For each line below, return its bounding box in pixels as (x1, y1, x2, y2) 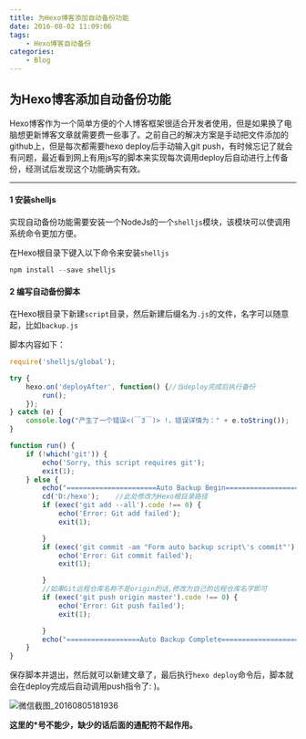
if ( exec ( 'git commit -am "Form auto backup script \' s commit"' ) (42, 542, 296, 552)
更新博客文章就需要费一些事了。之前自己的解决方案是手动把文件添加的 (25, 129, 289, 140)
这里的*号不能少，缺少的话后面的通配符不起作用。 (9, 720, 198, 731)
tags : (9, 30, 30, 39)
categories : (9, 47, 55, 57)
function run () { (9, 442, 76, 451)
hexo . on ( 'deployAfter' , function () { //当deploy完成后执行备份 (25, 382, 256, 391)
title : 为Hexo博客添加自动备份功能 (9, 13, 129, 23)
